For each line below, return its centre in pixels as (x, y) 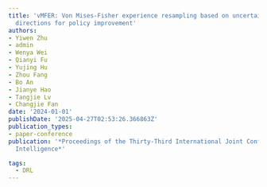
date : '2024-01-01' (41, 112)
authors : (23, 30)
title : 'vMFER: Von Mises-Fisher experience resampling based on (118, 16)
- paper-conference (41, 134)
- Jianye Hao (30, 90)
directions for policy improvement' (76, 23)
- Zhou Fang (28, 75)
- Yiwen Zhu (28, 38)
